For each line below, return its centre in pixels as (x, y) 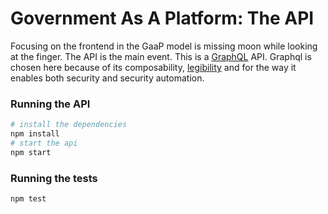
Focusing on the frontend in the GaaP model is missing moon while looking (164, 46)
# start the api (44, 143)
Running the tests (54, 178)
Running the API (50, 104)
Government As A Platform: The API (162, 18)
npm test (28, 199)
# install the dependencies (69, 125)
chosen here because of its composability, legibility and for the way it (153, 67)
